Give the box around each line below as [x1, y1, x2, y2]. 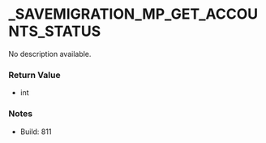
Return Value [8, 69, 61, 80]
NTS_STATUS [8, 22, 101, 41]
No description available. [8, 49, 92, 58]
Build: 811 [19, 127, 52, 136]
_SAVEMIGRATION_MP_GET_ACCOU [8, 5, 258, 24]
